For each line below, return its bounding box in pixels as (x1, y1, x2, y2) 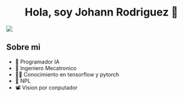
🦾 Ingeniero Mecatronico (14, 64, 77, 71)
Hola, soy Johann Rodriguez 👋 (25, 5, 178, 19)
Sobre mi (6, 42, 41, 53)
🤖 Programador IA (14, 58, 60, 65)
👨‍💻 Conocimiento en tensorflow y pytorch (14, 71, 120, 78)
